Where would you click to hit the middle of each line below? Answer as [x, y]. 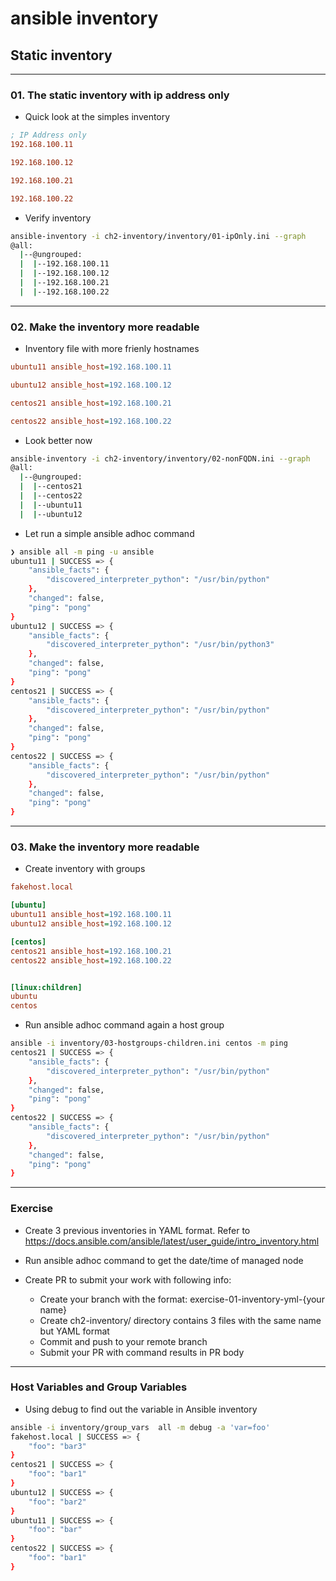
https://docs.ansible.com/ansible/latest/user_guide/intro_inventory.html [172, 1241]
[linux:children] [46, 987]
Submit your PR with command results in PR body [142, 1352]
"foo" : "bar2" [57, 1502]
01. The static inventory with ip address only [120, 95]
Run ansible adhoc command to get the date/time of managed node [164, 1260]
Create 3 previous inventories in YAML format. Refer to [137, 1230]
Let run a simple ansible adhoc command [109, 533]
